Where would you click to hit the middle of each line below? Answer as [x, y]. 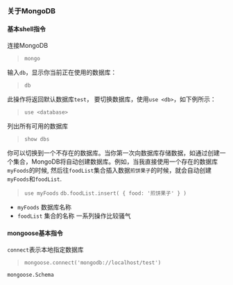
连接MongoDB [28, 46]
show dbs [37, 139]
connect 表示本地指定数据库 [46, 250]
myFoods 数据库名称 [44, 207]
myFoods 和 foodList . [35, 179]
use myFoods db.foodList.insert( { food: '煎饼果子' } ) [105, 193]
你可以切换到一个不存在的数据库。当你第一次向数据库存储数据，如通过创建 [113, 153]
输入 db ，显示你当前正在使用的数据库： [62, 72]
